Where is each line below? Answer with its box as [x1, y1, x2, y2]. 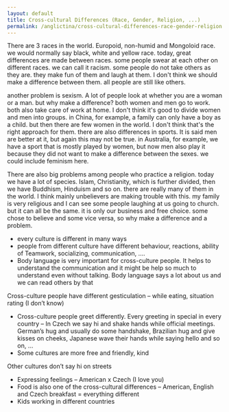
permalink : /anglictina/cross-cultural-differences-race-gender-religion [7, 23, 223, 30]
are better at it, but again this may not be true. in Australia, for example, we [7, 135, 218, 144]
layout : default [7, 10, 53, 17]
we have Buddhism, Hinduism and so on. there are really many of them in [7, 185, 214, 193]
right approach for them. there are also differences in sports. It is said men [7, 128, 217, 136]
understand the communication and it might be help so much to [16, 264, 197, 272]
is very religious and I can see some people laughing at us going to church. [7, 200, 219, 208]
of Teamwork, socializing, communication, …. [16, 249, 145, 257]
